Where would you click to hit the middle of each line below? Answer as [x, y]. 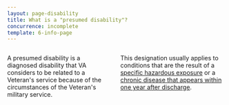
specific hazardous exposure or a [168, 73]
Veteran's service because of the [54, 80]
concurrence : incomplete [43, 26]
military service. [30, 95]
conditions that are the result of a [168, 65]
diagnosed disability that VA [47, 65]
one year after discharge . [156, 87]
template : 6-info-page [40, 33]
